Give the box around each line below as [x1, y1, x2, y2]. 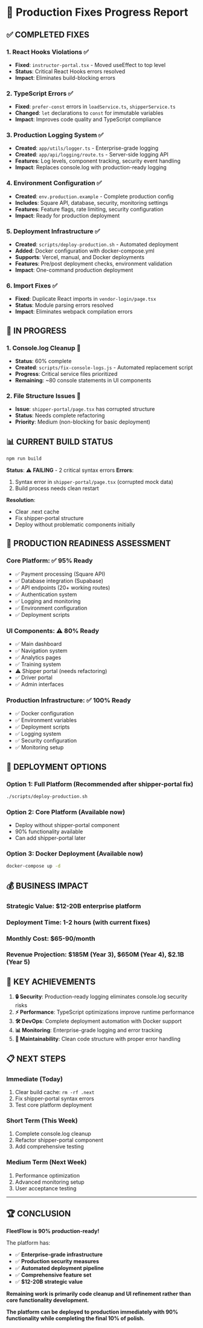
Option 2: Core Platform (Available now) [6, 808, 126, 816]
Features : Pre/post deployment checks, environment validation [14, 260, 172, 268]
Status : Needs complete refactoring [14, 412, 105, 419]
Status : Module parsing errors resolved [14, 301, 114, 309]
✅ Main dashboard [14, 640, 62, 648]
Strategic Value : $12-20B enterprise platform [6, 901, 141, 910]
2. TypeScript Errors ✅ [6, 89, 74, 97]
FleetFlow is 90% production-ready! [6, 1228, 100, 1235]
